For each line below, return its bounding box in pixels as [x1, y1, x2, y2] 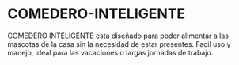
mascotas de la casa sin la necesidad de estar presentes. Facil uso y [7, 39, 231, 48]
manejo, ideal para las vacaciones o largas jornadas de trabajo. [7, 48, 214, 57]
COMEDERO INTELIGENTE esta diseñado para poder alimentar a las [7, 31, 229, 40]
